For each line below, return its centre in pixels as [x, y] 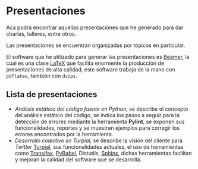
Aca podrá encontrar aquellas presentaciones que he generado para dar [95, 27]
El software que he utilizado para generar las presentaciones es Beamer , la [98, 57]
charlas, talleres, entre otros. [41, 33]
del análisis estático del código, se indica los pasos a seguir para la [97, 115]
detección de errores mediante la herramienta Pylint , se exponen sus [100, 121]
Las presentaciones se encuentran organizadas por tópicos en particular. [96, 45]
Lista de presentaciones [52, 94]
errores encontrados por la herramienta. [64, 134]
